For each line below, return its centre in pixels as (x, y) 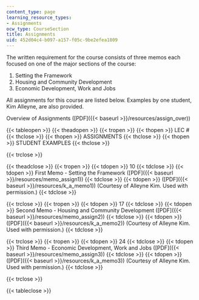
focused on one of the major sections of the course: (71, 64)
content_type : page (31, 12)
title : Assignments (31, 35)
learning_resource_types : (39, 18)
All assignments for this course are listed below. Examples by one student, (99, 100)
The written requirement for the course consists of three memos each (93, 57)
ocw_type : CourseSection (38, 29)
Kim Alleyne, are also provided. (45, 106)
